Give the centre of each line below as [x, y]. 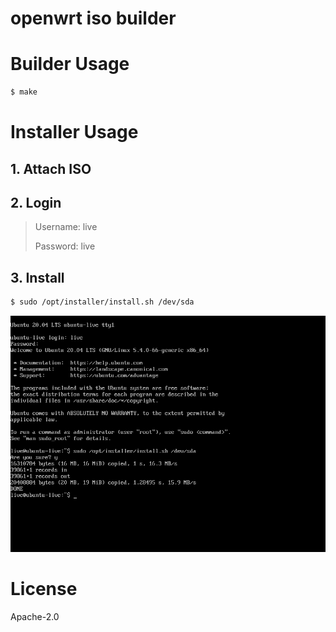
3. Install [37, 277]
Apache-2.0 [35, 617]
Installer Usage [74, 132]
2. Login [36, 202]
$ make [24, 92]
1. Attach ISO [51, 168]
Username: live [66, 227]
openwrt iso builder [93, 18]
